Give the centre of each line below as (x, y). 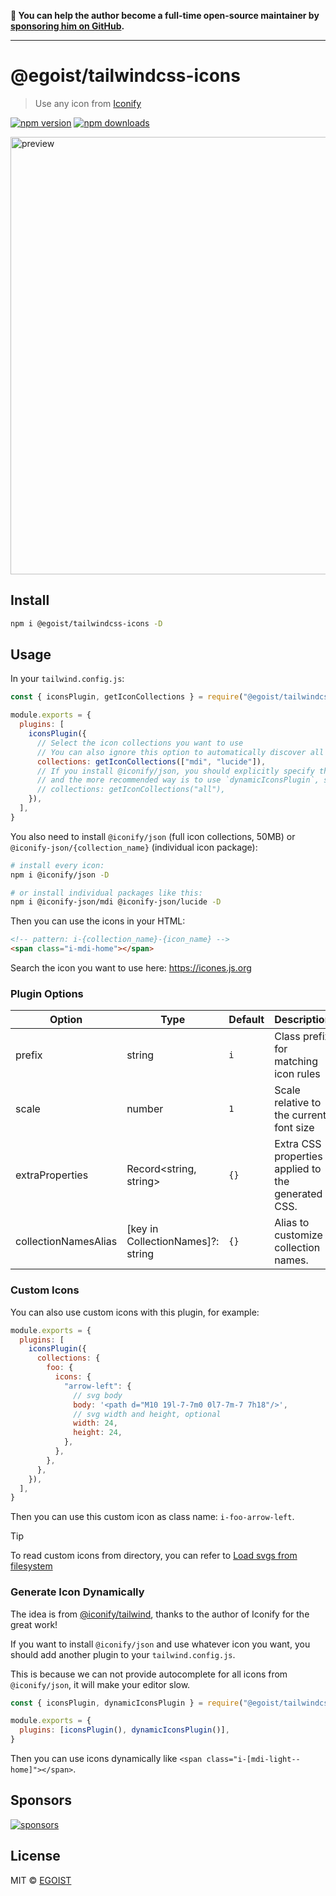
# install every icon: (57, 865)
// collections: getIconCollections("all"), (131, 790)
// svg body (98, 1395)
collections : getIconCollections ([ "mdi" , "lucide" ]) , (151, 761)
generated (298, 1194)
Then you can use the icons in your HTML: (98, 921)
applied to (298, 1169)
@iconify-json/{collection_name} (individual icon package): (134, 847)
